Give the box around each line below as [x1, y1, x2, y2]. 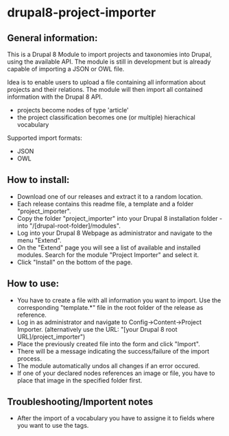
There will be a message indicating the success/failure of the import [16, 347, 210, 355]
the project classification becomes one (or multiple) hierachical [16, 113, 195, 121]
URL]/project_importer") [16, 332, 86, 341]
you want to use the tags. [16, 422, 89, 430]
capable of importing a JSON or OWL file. [7, 65, 125, 73]
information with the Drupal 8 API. [7, 93, 103, 101]
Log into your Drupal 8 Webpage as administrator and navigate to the [16, 228, 213, 237]
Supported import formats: [7, 134, 82, 142]
